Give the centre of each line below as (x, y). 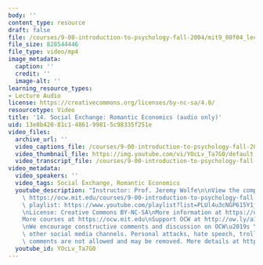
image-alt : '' (38, 81)
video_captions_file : (50, 147)
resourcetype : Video (42, 111)
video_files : (29, 132)
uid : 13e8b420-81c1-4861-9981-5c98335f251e (80, 125)
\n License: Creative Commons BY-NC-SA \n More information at (122, 212)
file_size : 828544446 (43, 45)
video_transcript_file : (54, 162)
